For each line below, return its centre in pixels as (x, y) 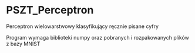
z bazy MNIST (23, 44)
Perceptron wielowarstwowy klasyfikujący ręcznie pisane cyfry (83, 26)
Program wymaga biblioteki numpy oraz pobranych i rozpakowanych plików (97, 37)
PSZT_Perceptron (50, 10)
